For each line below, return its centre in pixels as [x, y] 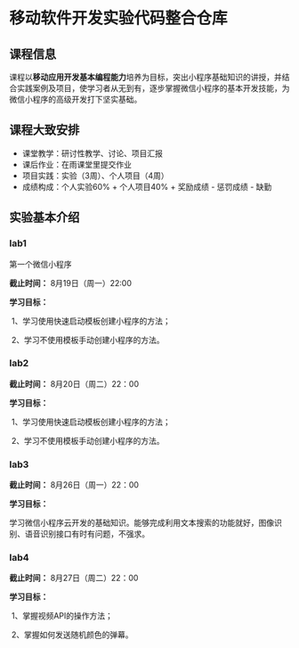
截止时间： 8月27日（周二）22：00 [74, 578]
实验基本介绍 [44, 218]
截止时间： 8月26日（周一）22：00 [74, 485]
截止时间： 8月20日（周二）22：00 [74, 383]
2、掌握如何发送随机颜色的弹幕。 [72, 635]
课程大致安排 [44, 130]
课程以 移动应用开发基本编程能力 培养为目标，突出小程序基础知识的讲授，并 [145, 77]
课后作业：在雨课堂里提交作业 [77, 164]
